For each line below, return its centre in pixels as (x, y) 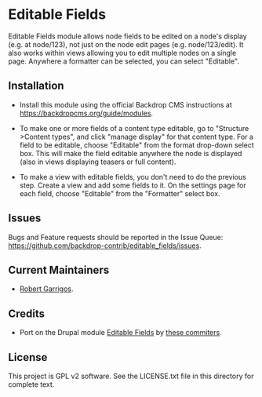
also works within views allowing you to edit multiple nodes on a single (122, 53)
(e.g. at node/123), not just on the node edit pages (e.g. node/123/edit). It (126, 44)
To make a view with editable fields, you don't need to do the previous (133, 177)
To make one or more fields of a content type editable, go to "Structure (134, 128)
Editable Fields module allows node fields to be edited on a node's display (127, 36)
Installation (36, 86)
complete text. (31, 384)
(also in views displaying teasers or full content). (98, 162)
